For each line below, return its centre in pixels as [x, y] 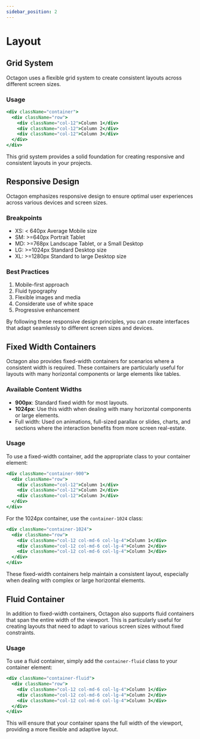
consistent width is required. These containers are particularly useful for [95, 367]
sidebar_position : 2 [32, 12]
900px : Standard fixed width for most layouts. [72, 402]
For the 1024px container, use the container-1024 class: [75, 518]
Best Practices [28, 272]
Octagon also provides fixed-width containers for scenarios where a [90, 361]
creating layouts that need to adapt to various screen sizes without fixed [95, 626]
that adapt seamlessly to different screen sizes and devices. [80, 328]
